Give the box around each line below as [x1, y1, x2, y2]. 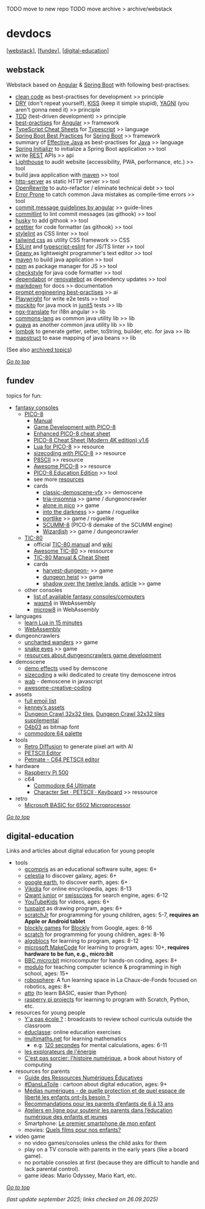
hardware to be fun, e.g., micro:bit [24, 950, 113, 958]
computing [24, 1061, 52, 1069]
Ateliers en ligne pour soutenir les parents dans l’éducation [24, 1107, 173, 1114]
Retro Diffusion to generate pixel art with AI [24, 742, 133, 750]
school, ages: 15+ [24, 970, 69, 977]
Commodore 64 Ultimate [33, 781, 96, 789]
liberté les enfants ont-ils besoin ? [24, 1094, 110, 1101]
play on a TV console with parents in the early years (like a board [24, 1146, 188, 1153]
